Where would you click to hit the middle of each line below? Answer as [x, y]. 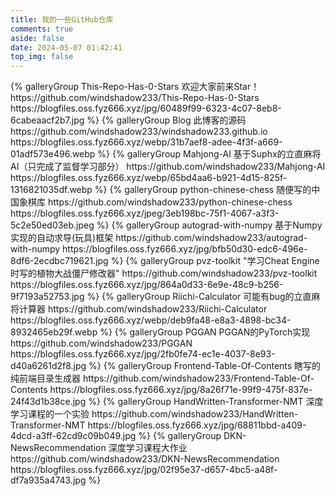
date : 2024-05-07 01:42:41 [66, 47]
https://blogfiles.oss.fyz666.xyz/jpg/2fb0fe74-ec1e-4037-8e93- [143, 354]
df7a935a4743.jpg [48, 480]
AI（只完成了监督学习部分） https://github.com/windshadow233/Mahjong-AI [168, 167]
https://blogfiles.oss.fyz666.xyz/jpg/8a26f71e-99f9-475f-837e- [181, 390]
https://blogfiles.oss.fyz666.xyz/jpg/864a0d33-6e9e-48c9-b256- [147, 285]
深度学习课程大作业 [148, 448]
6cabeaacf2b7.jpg [47, 120]
